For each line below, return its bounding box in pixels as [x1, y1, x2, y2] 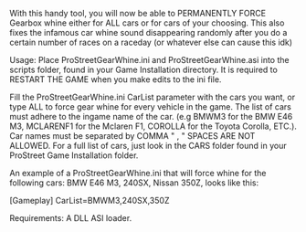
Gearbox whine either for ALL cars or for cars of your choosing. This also [9, 17, 285, 28]
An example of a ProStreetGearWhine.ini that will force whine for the [9, 168, 267, 178]
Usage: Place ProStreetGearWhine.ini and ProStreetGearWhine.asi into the [9, 55, 290, 65]
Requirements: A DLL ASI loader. [9, 213, 132, 223]
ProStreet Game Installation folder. [9, 150, 139, 161]
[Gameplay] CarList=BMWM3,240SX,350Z [9, 195, 170, 206]
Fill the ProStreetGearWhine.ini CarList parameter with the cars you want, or [9, 91, 295, 102]
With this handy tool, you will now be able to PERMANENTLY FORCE [9, 8, 267, 18]
